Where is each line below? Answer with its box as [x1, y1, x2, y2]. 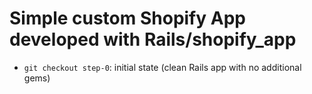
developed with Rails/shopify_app [9, 28, 297, 51]
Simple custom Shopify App [9, 7, 246, 30]
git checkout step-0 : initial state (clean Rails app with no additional [23, 61, 302, 73]
